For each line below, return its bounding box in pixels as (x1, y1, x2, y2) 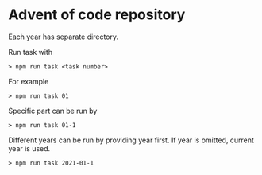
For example (8, 76, 49, 86)
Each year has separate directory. (8, 32, 119, 41)
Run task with (8, 47, 53, 56)
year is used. (8, 143, 51, 153)
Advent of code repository (8, 6, 186, 24)
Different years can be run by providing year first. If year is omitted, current (8, 135, 254, 145)
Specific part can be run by (8, 106, 98, 115)
